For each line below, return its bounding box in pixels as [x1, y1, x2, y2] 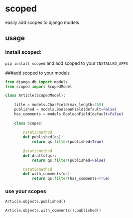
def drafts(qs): [23, 153, 57, 158]
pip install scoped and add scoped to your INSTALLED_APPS [5, 60, 128, 66]
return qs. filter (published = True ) [31, 139, 104, 144]
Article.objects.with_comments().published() [5, 208, 101, 213]
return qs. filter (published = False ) [31, 158, 106, 163]
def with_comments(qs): [23, 171, 72, 177]
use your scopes [5, 188, 46, 195]
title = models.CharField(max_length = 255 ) [14, 103, 104, 108]
